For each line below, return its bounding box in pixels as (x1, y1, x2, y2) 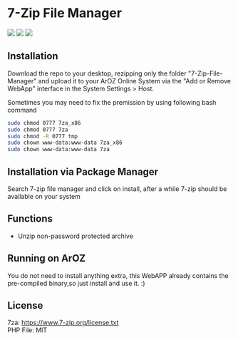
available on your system (7, 192, 81, 200)
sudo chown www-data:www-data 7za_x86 (7, 139, 123, 147)
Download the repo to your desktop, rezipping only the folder (7, 69, 187, 78)
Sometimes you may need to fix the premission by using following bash (7, 98, 217, 106)
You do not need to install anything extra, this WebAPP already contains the (7, 271, 229, 279)
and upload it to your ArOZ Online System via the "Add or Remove (38, 76, 232, 85)
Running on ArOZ (7, 252, 86, 264)
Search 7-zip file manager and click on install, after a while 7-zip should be (7, 184, 227, 193)
